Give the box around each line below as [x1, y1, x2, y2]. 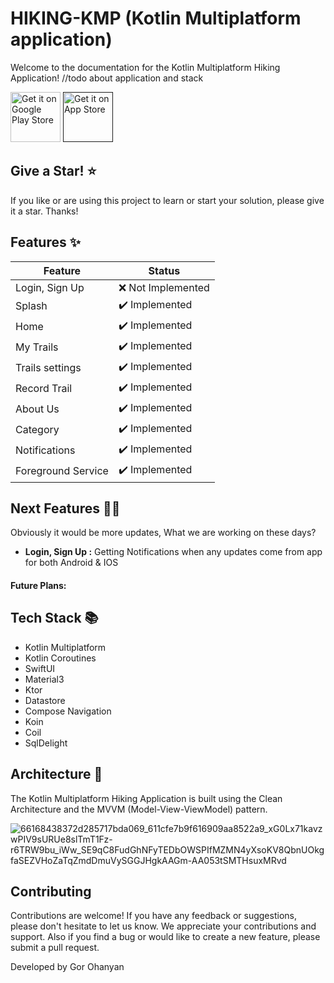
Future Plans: [10, 579, 67, 591]
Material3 [24, 673, 65, 685]
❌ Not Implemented [118, 280, 210, 294]
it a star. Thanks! [10, 205, 79, 217]
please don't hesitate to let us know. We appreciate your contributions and [10, 920, 317, 932]
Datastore [24, 694, 66, 706]
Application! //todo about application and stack [10, 72, 204, 84]
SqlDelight [24, 737, 68, 749]
